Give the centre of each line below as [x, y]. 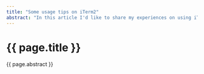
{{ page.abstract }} [30, 64]
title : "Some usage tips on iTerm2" [53, 12]
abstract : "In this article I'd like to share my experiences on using [99, 18]
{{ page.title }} [44, 48]
